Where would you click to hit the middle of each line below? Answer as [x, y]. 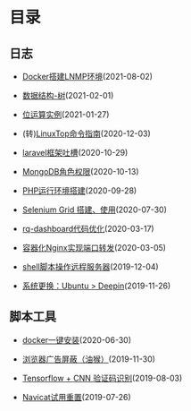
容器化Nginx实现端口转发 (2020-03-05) [94, 248]
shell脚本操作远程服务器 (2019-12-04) [90, 267]
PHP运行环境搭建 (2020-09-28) [79, 191]
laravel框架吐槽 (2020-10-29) [75, 153]
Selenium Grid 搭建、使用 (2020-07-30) [95, 210]
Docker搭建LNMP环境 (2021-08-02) [87, 77]
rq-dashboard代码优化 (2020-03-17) [88, 229]
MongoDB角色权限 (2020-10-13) [81, 171]
